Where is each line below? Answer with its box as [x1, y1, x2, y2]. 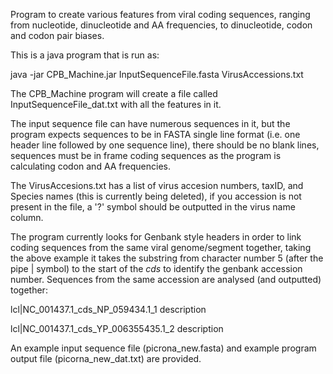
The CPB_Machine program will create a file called [10, 88, 218, 99]
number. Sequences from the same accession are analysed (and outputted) [10, 274, 322, 285]
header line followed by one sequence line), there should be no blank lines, [10, 139, 320, 151]
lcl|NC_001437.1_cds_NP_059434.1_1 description [10, 304, 207, 315]
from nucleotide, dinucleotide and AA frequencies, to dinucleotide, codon [10, 19, 313, 31]
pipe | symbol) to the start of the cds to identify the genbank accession [10, 263, 303, 274]
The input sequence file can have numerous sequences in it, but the [10, 118, 291, 129]
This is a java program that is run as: [10, 49, 160, 61]
